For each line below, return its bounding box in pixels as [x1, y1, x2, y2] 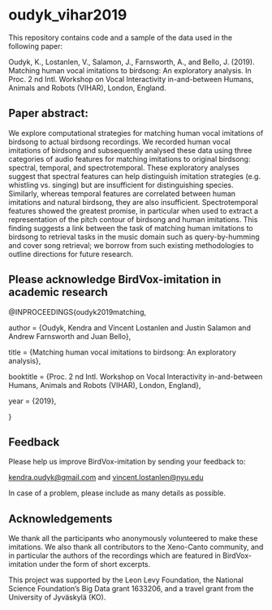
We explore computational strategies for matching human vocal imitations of [8, 128, 264, 137]
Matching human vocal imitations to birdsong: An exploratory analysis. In [8, 65, 252, 75]
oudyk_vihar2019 [8, 6, 127, 24]
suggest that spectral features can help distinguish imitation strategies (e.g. [8, 171, 261, 181]
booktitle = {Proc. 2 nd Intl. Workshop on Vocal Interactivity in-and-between [8, 372, 263, 381]
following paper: [8, 41, 63, 50]
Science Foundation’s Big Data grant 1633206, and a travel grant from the [8, 584, 254, 594]
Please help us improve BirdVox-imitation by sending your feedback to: [8, 457, 246, 467]
